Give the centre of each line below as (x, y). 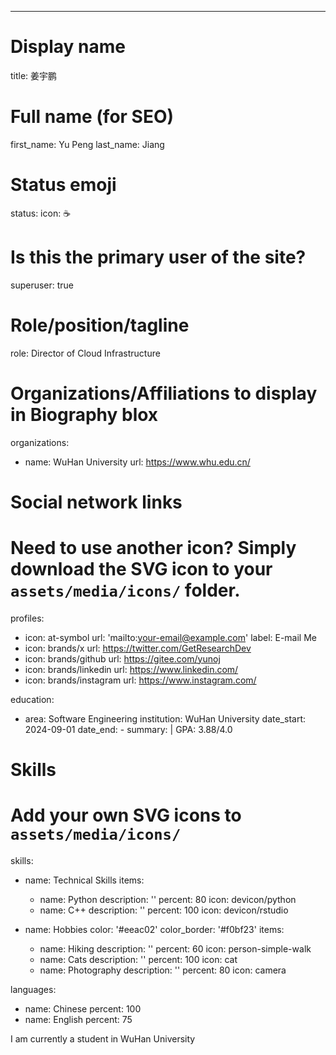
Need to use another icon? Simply (153, 548)
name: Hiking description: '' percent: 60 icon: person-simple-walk (175, 948)
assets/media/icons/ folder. (125, 590)
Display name (68, 47)
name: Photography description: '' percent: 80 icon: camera (163, 970)
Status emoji (63, 185)
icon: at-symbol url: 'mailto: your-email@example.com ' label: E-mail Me (171, 637)
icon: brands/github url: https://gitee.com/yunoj (122, 658)
